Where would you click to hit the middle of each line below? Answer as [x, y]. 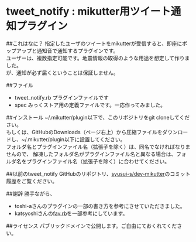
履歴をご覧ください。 [32, 181]
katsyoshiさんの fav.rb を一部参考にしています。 [71, 213]
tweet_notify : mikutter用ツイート [89, 11]
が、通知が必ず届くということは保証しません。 [62, 73]
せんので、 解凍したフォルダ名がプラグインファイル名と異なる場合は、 [91, 154]
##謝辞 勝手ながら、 [31, 193]
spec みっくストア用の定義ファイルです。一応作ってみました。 [90, 105]
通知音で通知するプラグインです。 [78, 50]
